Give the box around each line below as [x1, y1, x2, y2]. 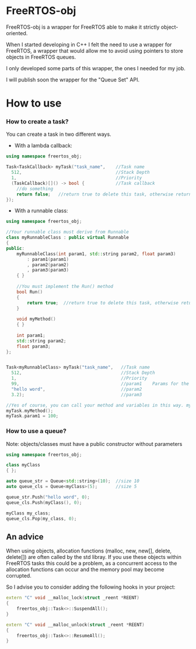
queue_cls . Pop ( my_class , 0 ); [6, 516, 77, 521]
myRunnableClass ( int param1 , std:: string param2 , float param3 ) [16, 250, 176, 257]
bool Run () [16, 289, 43, 295]
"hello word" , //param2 [11, 386, 142, 392]
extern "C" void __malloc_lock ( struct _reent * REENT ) [6, 595, 140, 601]
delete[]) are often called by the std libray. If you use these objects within [6, 554, 182, 561]
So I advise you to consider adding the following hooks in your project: [6, 583, 176, 590]
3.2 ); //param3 [11, 392, 142, 397]
